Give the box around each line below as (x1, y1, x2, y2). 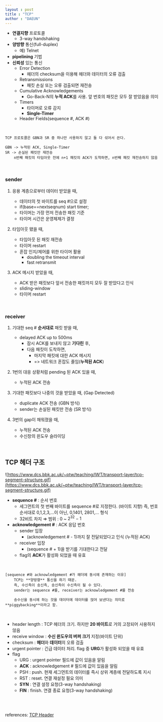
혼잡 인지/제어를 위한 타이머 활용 (19, 249, 81, 255)
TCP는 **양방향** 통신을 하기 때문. (14, 577, 77, 583)
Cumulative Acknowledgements (19, 88, 84, 94)
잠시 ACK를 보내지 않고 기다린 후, (26, 340, 90, 346)
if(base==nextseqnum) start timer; (19, 204, 89, 210)
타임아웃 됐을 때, (12, 226, 44, 232)
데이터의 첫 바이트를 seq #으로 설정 (19, 198, 87, 204)
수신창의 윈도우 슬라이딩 (19, 433, 66, 439)
